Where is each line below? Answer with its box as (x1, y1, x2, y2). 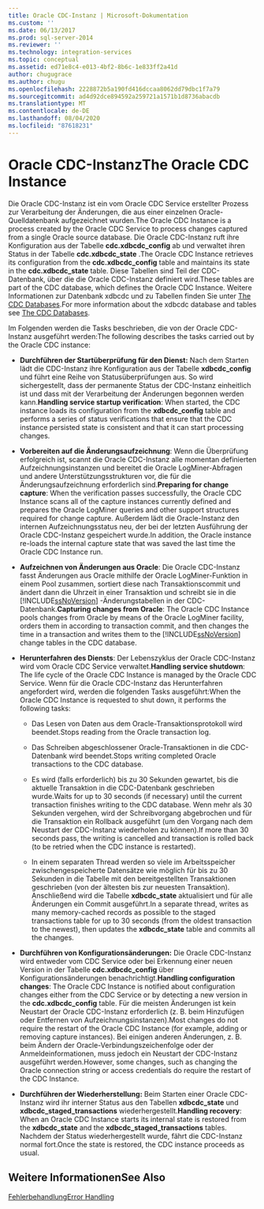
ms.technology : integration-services (8, 48, 132, 56)
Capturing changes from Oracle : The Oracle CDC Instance (57, 604, 250, 613)
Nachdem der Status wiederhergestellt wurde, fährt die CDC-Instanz (19, 1131, 243, 1140)
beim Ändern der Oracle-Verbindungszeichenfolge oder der (19, 1040, 214, 1049)
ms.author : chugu (8, 77, 65, 85)
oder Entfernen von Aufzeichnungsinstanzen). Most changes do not (19, 1015, 239, 1024)
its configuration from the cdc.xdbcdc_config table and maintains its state (8, 258, 251, 267)
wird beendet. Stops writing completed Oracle (68, 751, 217, 760)
